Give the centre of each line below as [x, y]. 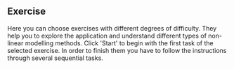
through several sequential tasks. [55, 58]
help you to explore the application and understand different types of [107, 36]
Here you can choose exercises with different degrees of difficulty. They [112, 28]
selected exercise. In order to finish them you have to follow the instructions [117, 50]
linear [15, 43]
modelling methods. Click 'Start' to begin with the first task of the [119, 43]
